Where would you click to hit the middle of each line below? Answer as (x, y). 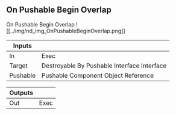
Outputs (21, 93)
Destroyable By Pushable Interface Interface (104, 66)
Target (19, 66)
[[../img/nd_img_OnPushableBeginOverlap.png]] (66, 31)
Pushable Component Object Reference (97, 75)
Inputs (22, 46)
